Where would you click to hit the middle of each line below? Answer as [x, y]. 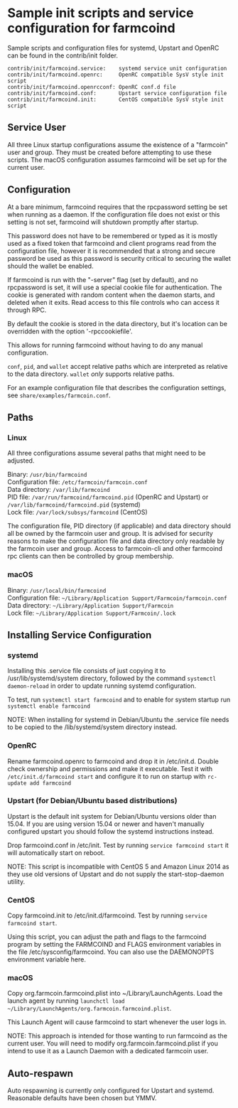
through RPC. [27, 310]
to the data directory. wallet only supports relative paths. [91, 374]
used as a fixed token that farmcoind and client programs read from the [112, 243]
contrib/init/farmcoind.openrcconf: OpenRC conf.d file [92, 87]
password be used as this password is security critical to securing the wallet [119, 258]
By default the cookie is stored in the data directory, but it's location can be [117, 323]
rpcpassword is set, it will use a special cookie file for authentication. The [115, 287]
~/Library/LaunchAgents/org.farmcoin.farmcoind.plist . [90, 1009]
